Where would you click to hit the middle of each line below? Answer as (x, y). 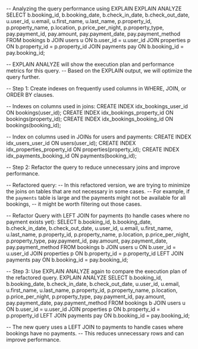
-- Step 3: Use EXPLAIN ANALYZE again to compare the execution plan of (97, 271)
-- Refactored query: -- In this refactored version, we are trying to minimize (98, 185)
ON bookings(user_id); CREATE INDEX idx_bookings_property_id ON (90, 113)
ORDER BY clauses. (30, 95)
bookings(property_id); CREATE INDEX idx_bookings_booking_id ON (90, 119)
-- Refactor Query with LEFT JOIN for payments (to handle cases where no (98, 216)
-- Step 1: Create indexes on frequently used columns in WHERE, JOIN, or (96, 88)
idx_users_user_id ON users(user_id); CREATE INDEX (71, 143)
